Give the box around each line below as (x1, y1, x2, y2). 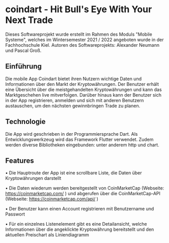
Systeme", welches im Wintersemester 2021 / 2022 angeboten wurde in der (5, 37, 164, 43)
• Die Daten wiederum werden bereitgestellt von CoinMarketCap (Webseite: (5, 185, 164, 191)
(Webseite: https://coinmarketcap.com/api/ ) (5, 196, 98, 202)
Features (5, 156, 34, 165)
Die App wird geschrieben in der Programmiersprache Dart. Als (5, 131, 138, 137)
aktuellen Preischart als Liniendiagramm (5, 232, 89, 238)
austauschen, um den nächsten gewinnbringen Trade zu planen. (5, 103, 140, 109)
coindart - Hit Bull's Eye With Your (5, 4, 152, 15)
